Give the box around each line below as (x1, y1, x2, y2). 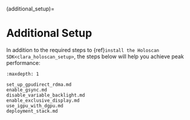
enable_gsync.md (6, 87, 47, 93)
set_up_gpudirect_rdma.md (6, 81, 71, 87)
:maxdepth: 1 (6, 71, 39, 77)
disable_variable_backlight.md (6, 92, 85, 98)
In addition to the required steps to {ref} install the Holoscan (6, 46, 159, 53)
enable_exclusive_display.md (6, 97, 80, 104)
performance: (6, 59, 41, 66)
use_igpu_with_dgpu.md (6, 102, 64, 108)
